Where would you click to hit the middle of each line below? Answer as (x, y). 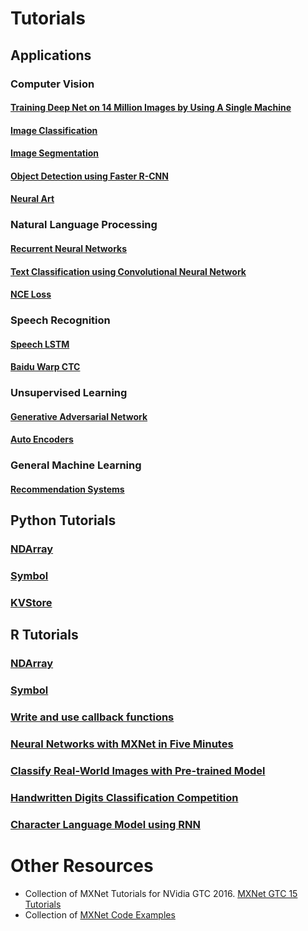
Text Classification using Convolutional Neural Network (128, 271)
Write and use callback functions (92, 717)
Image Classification (54, 130)
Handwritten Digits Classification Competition (124, 797)
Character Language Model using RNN (105, 824)
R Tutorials (44, 635)
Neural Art (32, 199)
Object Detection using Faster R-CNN (89, 176)
